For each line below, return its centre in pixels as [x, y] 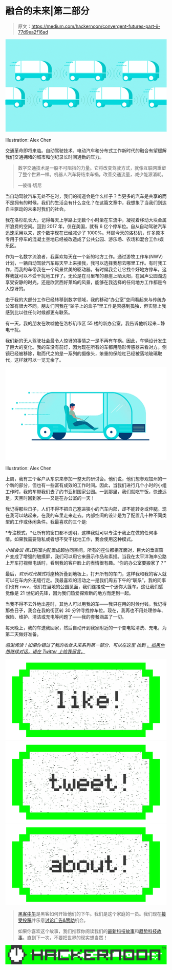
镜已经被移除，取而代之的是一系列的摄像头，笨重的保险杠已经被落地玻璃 [81, 353]
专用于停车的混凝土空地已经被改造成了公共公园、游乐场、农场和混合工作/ [82, 239]
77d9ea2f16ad [33, 32]
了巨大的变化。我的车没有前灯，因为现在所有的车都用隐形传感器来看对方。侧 [86, 347]
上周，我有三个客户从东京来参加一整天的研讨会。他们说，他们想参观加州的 [84, 478]
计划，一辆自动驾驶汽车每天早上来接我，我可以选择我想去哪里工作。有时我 [84, 263]
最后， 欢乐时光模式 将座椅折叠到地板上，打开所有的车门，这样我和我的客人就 [86, 573]
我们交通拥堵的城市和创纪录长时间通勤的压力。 [55, 157]
